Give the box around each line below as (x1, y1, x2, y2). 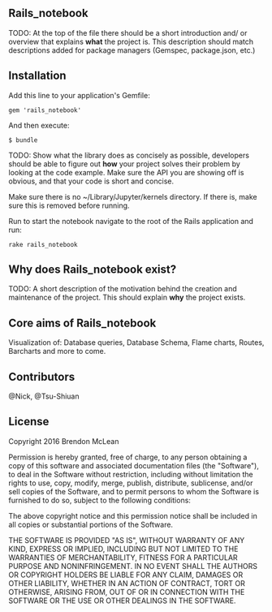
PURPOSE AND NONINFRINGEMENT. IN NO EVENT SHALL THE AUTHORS (8, 561, 258, 571)
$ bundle (8, 136, 38, 144)
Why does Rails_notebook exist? (8, 263, 177, 277)
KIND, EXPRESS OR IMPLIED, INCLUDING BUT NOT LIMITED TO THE (8, 544, 239, 554)
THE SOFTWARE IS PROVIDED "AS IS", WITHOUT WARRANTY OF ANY (8, 535, 245, 545)
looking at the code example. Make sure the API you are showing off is (8, 167, 244, 177)
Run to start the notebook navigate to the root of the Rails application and (8, 216, 254, 226)
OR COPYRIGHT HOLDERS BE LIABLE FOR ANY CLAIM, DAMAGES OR (8, 570, 244, 580)
